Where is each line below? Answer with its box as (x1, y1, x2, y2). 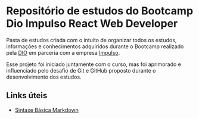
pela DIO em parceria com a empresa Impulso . (6, 49, 120, 56)
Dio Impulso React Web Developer (6, 17, 178, 30)
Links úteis (6, 90, 48, 101)
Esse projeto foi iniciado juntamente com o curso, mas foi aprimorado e (6, 61, 182, 68)
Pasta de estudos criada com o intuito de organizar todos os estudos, (6, 36, 177, 43)
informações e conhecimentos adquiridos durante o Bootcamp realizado (6, 43, 184, 50)
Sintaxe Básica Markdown (14, 106, 79, 114)
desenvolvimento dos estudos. (6, 73, 82, 80)
